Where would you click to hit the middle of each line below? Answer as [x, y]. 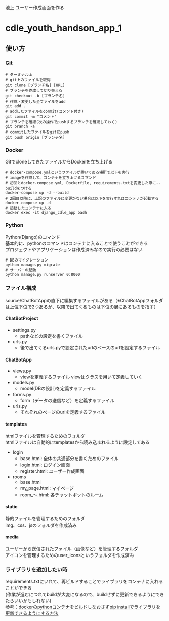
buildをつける [18, 189]
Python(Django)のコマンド [33, 237]
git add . [16, 106]
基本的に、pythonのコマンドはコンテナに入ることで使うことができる [77, 243]
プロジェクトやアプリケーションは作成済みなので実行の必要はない [74, 250]
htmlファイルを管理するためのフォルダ [45, 436]
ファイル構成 [21, 288]
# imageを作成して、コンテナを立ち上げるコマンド [51, 178]
